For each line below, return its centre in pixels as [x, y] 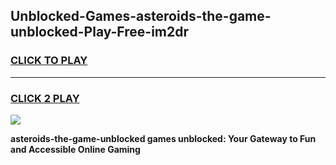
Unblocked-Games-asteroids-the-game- [141, 16]
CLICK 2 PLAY [45, 98]
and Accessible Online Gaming [75, 149]
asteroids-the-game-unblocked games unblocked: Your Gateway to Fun [163, 138]
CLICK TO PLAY [49, 61]
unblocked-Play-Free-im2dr [100, 32]
